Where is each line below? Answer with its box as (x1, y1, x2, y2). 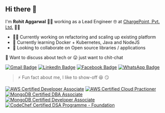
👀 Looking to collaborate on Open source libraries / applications (12, 44, 146, 50)
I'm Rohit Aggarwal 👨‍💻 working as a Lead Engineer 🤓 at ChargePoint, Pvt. (5, 18, 160, 24)
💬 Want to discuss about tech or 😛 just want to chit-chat (5, 54, 123, 61)
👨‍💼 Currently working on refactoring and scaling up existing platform (12, 34, 156, 40)
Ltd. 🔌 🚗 (5, 24, 20, 30)
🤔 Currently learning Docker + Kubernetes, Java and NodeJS (12, 39, 140, 45)
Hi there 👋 (5, 5, 37, 14)
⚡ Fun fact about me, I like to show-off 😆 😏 (17, 74, 110, 80)
